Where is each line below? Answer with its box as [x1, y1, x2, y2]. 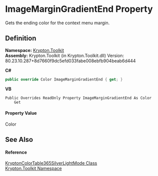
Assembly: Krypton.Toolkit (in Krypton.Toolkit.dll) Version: [5, 52, 124, 58]
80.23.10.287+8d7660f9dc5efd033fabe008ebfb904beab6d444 [5, 58, 136, 64]
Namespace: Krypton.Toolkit [5, 47, 64, 53]
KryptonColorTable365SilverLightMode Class [5, 160, 98, 166]
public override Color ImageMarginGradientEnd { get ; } [5, 77, 123, 82]
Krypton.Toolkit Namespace [5, 166, 62, 172]
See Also [5, 135, 33, 144]
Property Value [5, 110, 37, 116]
